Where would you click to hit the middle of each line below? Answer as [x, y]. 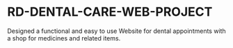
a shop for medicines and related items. [64, 38]
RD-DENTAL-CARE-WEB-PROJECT [110, 12]
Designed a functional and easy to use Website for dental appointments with [116, 31]
